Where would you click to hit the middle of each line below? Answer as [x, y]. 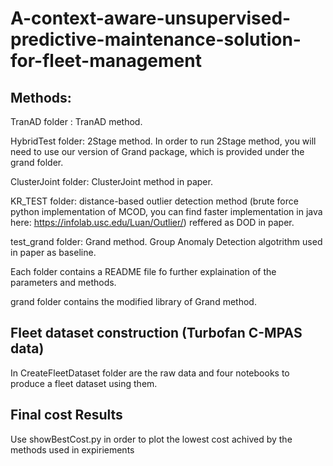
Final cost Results [66, 415]
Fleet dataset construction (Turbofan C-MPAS [156, 333]
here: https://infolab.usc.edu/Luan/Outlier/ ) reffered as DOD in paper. [152, 222]
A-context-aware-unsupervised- [151, 18]
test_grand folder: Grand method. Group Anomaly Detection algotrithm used [166, 241]
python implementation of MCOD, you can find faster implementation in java [166, 211]
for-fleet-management [106, 61]
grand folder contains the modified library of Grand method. [133, 301]
